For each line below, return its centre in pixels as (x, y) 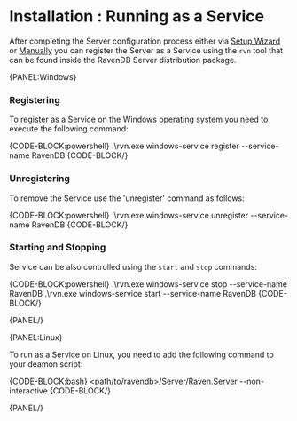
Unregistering (40, 179)
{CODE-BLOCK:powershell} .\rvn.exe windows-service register (124, 146)
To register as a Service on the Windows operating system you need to (139, 119)
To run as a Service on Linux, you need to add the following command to (142, 354)
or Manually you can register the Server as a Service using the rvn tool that (146, 50)
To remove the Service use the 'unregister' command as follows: (127, 198)
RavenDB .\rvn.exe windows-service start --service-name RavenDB (133, 293)
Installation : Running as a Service (137, 16)
